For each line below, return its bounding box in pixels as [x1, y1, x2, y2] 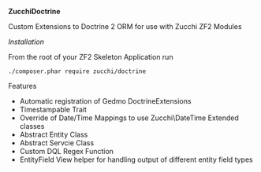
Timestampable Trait [19, 105, 87, 114]
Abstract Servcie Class [19, 138, 95, 148]
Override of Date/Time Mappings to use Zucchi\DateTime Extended [19, 113, 239, 123]
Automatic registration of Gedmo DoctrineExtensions [19, 97, 192, 105]
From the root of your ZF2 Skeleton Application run [8, 53, 173, 61]
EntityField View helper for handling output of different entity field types [19, 155, 254, 164]
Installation [8, 37, 45, 46]
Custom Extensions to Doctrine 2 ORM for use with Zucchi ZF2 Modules [8, 22, 242, 31]
